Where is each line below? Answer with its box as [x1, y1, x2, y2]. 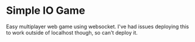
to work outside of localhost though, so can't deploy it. [6, 29, 138, 36]
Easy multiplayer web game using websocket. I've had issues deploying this [6, 23, 189, 30]
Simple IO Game [6, 4, 85, 17]
